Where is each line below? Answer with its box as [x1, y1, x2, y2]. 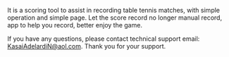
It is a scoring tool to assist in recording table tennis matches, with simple [7, 6, 221, 14]
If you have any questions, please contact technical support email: [7, 34, 200, 43]
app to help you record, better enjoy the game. [7, 21, 143, 29]
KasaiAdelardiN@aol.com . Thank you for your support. [7, 42, 166, 50]
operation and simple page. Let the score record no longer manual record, [7, 13, 223, 22]
